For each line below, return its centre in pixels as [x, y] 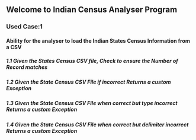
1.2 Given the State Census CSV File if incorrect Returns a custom [89, 82]
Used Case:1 [25, 27]
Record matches [27, 67]
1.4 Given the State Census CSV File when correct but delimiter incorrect [97, 125]
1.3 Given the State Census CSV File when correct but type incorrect [92, 103]
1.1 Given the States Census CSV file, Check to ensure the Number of [92, 61]
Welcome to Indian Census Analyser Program [92, 10]
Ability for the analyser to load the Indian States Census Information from [98, 40]
